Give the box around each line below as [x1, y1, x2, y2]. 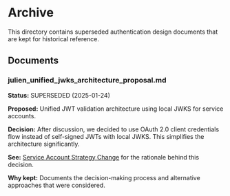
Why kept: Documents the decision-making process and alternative [8, 173, 200, 182]
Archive [8, 5, 54, 21]
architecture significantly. [8, 140, 80, 148]
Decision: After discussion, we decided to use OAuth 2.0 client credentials [8, 125, 220, 133]
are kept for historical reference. [8, 34, 99, 43]
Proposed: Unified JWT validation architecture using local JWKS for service [8, 105, 224, 113]
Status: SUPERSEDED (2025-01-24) [8, 91, 111, 99]
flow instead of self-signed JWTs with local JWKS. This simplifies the [8, 132, 205, 140]
